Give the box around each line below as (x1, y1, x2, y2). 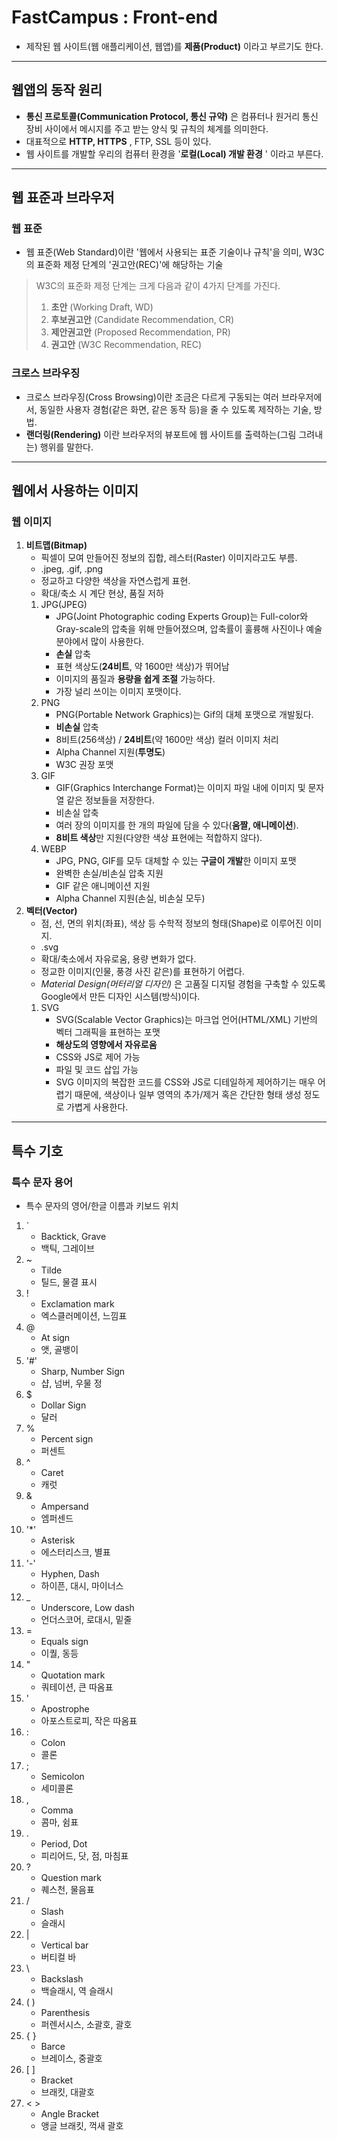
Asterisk (40, 1534, 76, 1546)
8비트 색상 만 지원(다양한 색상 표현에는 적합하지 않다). (55, 832, 263, 844)
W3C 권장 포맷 (55, 759, 114, 771)
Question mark (40, 1872, 103, 1884)
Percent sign (40, 1433, 94, 1445)
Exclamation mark (40, 1298, 115, 1310)
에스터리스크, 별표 (40, 1546, 111, 1558)
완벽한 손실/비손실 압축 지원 (55, 867, 164, 880)
